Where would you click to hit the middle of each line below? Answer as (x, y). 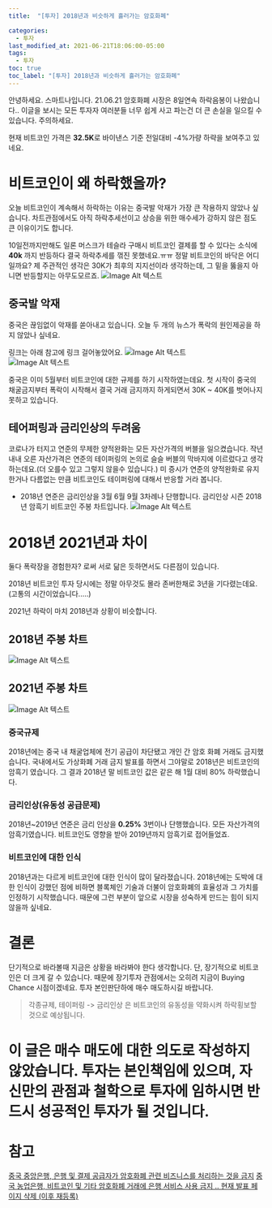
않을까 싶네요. (30, 907)
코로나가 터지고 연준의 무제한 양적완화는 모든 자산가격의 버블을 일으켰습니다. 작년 (136, 449)
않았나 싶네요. (38, 334)
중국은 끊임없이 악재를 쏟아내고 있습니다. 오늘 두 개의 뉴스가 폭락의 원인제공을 (130, 325)
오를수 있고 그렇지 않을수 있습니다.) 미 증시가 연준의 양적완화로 (146, 469)
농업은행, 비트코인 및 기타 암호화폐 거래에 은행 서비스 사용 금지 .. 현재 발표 (133, 1185)
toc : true (25, 69)
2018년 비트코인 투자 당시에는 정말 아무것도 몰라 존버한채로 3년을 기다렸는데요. (133, 584)
